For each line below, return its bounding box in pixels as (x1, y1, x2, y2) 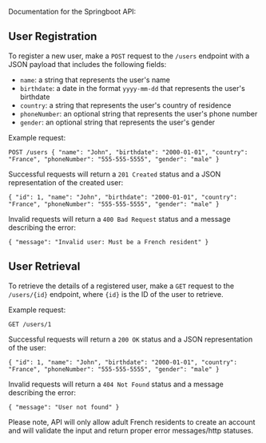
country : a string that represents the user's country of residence (19, 100, 232, 110)
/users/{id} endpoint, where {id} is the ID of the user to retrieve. (8, 289, 224, 299)
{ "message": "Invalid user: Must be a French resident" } (8, 238, 209, 246)
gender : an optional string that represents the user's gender (19, 117, 216, 127)
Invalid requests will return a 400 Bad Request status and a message (8, 214, 231, 223)
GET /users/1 (8, 320, 52, 328)
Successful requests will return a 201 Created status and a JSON (8, 169, 221, 179)
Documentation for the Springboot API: (8, 7, 137, 16)
